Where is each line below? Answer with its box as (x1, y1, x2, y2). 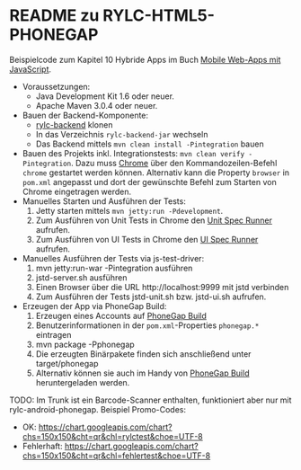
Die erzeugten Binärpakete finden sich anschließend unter (35, 348, 252, 359)
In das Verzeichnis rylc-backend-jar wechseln (35, 129, 208, 139)
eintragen (35, 329, 72, 340)
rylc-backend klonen (35, 119, 113, 130)
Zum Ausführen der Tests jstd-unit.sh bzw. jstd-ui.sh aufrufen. (35, 291, 267, 302)
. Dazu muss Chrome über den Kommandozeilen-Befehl (70, 157, 278, 168)
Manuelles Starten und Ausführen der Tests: (22, 195, 186, 207)
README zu (9, 5, 100, 26)
